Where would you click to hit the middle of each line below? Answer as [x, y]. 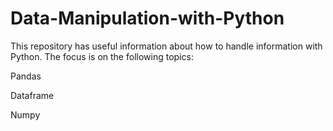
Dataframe [32, 95]
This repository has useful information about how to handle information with [166, 46]
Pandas [26, 76]
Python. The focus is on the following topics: [102, 56]
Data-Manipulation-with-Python [147, 18]
